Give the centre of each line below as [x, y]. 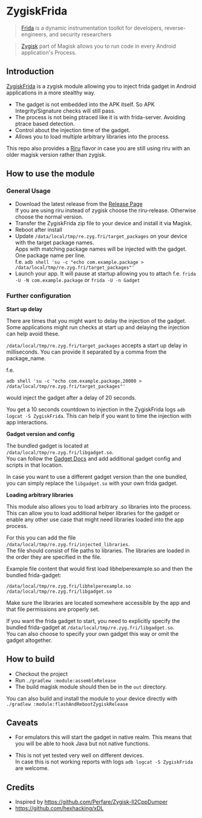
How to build [31, 659]
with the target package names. [54, 243]
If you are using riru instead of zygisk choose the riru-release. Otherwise [106, 211]
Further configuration [39, 296]
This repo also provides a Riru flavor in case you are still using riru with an [98, 148]
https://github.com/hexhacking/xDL [59, 808]
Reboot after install [38, 230]
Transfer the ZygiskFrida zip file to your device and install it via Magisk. [103, 223]
